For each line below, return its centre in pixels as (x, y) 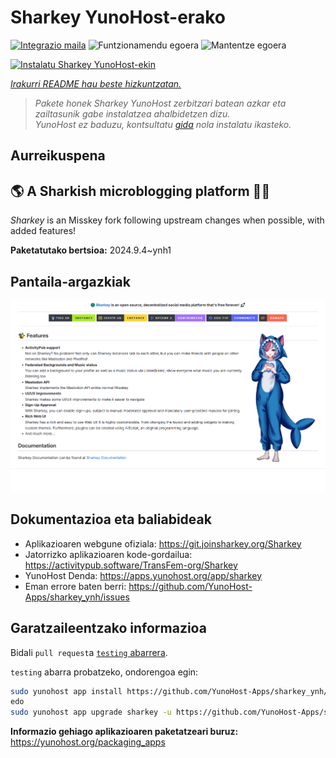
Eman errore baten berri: (75, 586)
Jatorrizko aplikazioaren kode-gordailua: (108, 554)
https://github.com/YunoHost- (190, 586)
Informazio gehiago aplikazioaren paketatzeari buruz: (124, 732)
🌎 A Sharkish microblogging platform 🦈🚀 (140, 191)
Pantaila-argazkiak (70, 281)
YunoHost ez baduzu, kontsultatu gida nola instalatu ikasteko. (163, 124)
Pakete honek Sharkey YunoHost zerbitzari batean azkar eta (160, 103)
